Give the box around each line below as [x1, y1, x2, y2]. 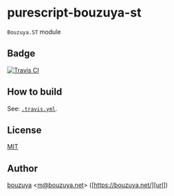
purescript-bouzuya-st [7, 5, 142, 21]
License [7, 124, 42, 136]
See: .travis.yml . [7, 104, 58, 112]
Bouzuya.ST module [7, 28, 61, 36]
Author [7, 162, 38, 174]
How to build [7, 86, 63, 98]
